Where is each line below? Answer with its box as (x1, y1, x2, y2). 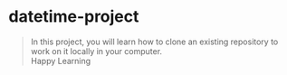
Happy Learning (30, 55, 91, 66)
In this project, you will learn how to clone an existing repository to (30, 36, 279, 47)
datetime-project (8, 6, 139, 27)
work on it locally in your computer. (30, 45, 163, 56)
